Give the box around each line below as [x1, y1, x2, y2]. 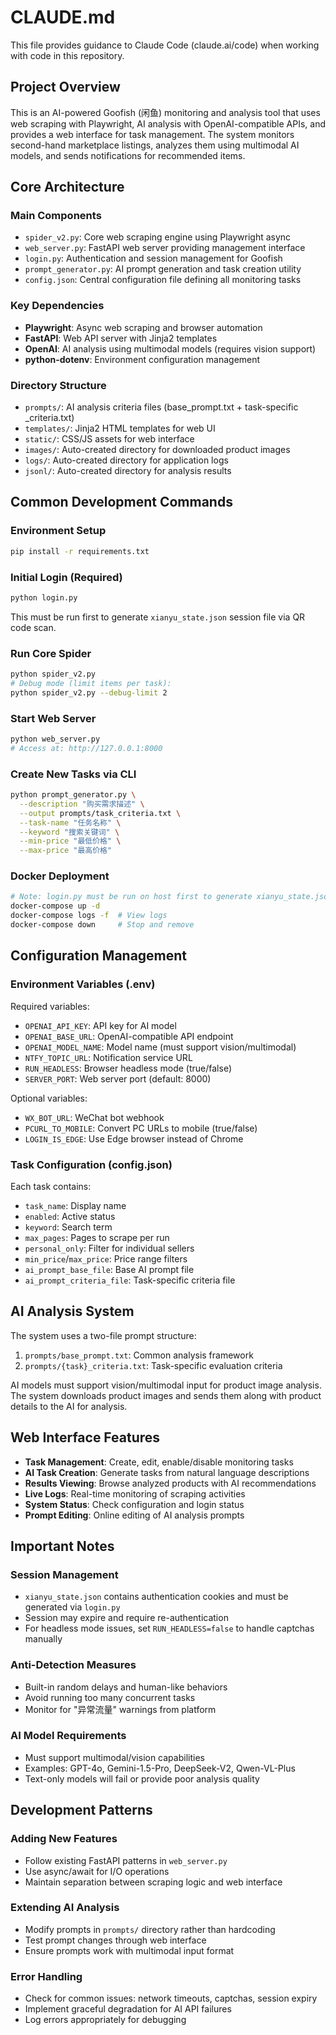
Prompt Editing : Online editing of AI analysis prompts [24, 1509, 245, 1521]
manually [24, 1633, 63, 1645]
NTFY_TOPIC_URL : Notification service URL [24, 1051, 193, 1063]
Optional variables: [10, 1092, 88, 1104]
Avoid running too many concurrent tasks [24, 1691, 196, 1703]
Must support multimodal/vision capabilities [24, 1751, 205, 1763]
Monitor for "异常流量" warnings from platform [24, 1703, 217, 1715]
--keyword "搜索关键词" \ [19, 827, 120, 837]
